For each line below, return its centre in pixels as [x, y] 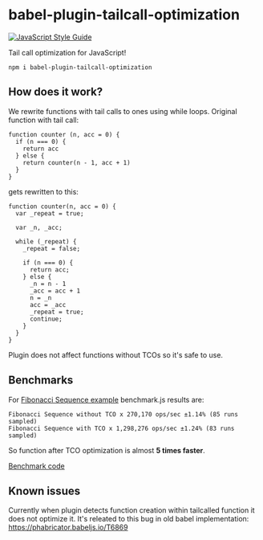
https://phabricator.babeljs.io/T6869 [68, 527]
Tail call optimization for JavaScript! [67, 52]
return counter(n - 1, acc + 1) [77, 162]
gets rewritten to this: [43, 191]
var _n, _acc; [39, 227]
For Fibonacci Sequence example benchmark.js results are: [106, 399]
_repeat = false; [52, 248]
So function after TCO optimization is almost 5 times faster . [107, 450]
